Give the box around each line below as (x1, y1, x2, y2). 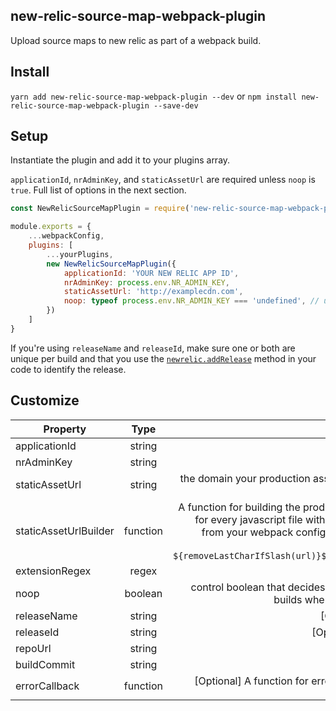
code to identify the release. (10, 363, 127, 375)
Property (43, 422, 87, 436)
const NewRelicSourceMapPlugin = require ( (10, 204, 190, 214)
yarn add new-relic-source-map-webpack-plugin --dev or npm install (10, 90, 298, 102)
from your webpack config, (201, 525, 329, 539)
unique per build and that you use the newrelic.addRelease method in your (10, 352, 317, 364)
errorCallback (15, 679, 80, 693)
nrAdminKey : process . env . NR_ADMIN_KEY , (63, 277, 230, 288)
